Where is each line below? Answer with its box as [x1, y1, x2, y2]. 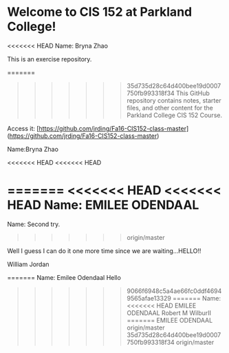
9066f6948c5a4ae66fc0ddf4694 [127, 287, 222, 295]
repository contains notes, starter [127, 96, 221, 104]
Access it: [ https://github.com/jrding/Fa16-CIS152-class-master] [7, 124, 189, 132]
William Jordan [7, 260, 50, 268]
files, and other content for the [127, 103, 213, 112]
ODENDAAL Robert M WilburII [127, 308, 212, 317]
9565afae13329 [127, 294, 172, 302]
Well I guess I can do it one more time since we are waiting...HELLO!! [7, 246, 201, 255]
